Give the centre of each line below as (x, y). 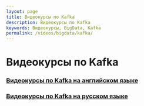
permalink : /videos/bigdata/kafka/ (50, 33)
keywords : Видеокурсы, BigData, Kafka (53, 28)
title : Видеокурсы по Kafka (41, 17)
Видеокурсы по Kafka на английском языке (72, 81)
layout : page (22, 11)
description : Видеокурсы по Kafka (48, 22)
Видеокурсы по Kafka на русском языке (67, 96)
